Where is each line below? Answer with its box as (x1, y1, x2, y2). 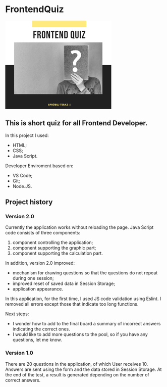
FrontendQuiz (5, 4, 64, 15)
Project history (5, 198, 53, 207)
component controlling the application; (12, 239, 93, 246)
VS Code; (12, 172, 33, 178)
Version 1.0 (5, 350, 34, 357)
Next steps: (5, 311, 29, 317)
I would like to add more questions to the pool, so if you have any (12, 331, 148, 337)
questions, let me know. (12, 337, 62, 343)
